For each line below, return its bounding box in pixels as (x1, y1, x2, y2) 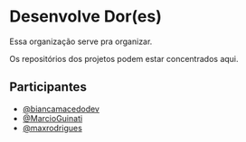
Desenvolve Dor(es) (9, 6, 163, 27)
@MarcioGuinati (22, 112, 83, 123)
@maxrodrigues (22, 122, 83, 133)
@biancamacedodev (22, 103, 99, 114)
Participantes (9, 79, 88, 95)
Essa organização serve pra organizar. (9, 36, 153, 47)
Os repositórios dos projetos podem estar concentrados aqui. (9, 53, 239, 64)
